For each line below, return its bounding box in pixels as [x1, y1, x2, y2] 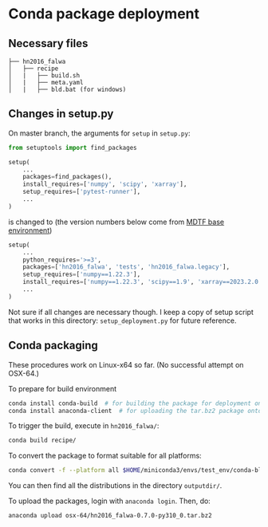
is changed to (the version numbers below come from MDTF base [8, 217, 225, 226]
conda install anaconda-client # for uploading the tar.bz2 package [8, 407, 245, 415]
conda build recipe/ [8, 436, 77, 445]
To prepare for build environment [8, 383, 117, 393]
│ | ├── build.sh [8, 72, 81, 80]
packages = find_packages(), [22, 173, 112, 181]
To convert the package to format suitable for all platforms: [8, 451, 202, 461]
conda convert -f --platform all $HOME [8, 466, 141, 474]
